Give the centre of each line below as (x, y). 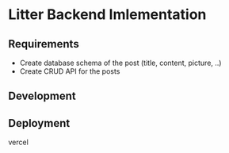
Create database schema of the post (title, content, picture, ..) (120, 63)
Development (42, 96)
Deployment (39, 123)
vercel (19, 142)
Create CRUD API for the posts (70, 71)
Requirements (44, 44)
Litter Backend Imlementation (107, 15)
